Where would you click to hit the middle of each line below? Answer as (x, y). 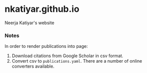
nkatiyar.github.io (42, 9)
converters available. (33, 66)
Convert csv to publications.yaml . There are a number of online (77, 61)
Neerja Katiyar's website (30, 23)
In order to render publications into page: (46, 46)
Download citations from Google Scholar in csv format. (68, 56)
